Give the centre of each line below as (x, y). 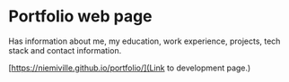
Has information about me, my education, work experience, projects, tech (144, 41)
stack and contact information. (65, 50)
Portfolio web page (81, 16)
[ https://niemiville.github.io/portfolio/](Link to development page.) (130, 68)
